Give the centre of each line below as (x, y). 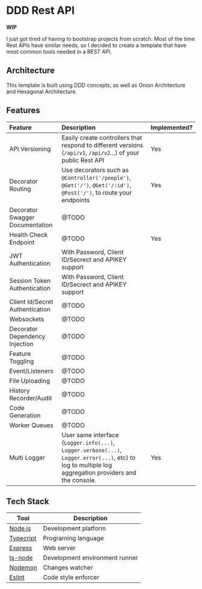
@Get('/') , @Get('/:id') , (96, 185)
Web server (60, 548)
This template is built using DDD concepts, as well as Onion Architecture (96, 85)
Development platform (75, 529)
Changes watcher (68, 568)
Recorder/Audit (31, 398)
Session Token (30, 281)
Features (23, 111)
